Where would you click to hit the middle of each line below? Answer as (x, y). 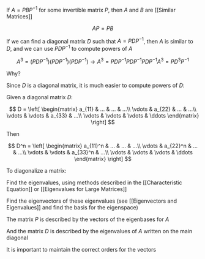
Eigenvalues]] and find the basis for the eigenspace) (73, 207)
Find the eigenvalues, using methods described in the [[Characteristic (94, 182)
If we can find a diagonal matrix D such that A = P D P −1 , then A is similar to (100, 40)
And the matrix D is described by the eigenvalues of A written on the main (99, 231)
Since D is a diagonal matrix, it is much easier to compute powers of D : (95, 85)
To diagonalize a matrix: (36, 170)
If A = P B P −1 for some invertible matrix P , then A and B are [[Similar (91, 9)
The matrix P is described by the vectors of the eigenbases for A (88, 219)
